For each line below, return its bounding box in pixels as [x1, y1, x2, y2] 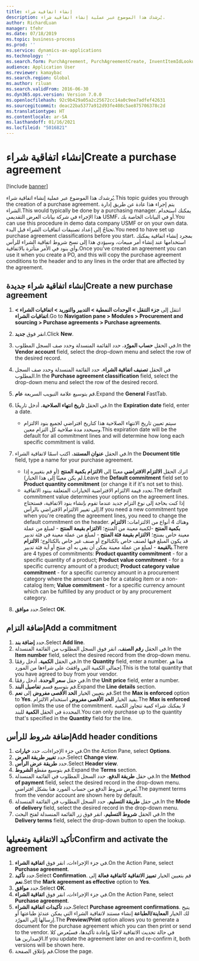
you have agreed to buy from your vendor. [14, 670, 118, 677]
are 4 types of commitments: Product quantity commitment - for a [23, 549, 188, 557]
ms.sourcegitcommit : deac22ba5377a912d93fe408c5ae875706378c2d [6, 102, 166, 109]
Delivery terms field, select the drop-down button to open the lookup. [14, 817, 186, 824]
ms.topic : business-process [6, 36, 76, 42]
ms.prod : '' [6, 42, 36, 48]
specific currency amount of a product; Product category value [23, 563, 180, 570]
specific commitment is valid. [23, 438, 95, 445]
